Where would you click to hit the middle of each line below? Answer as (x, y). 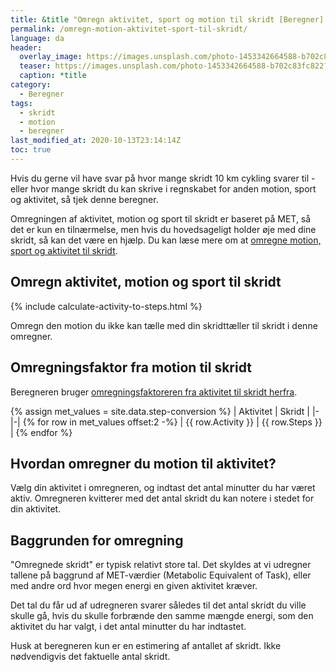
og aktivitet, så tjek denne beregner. (84, 199)
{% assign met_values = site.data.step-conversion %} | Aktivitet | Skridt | (160, 411)
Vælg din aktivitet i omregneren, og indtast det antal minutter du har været (163, 488)
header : (26, 47)
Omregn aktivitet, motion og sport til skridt (146, 282)
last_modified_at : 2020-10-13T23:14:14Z (96, 141)
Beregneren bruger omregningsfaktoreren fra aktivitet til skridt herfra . (154, 392)
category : (31, 85)
